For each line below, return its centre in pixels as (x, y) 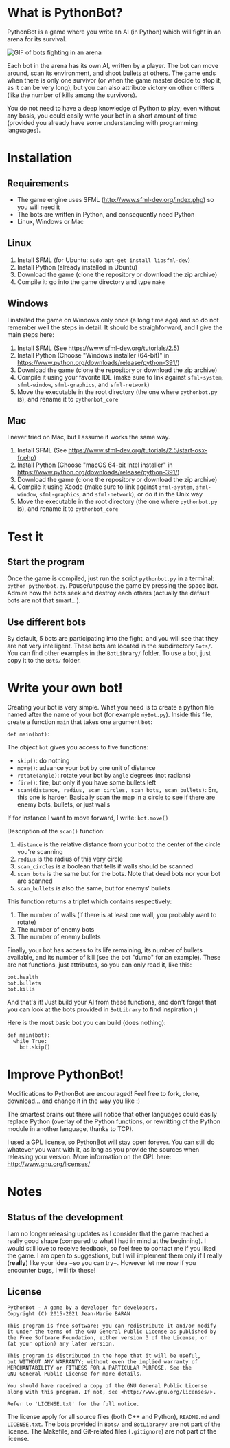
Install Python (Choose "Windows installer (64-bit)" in (93, 355)
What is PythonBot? (65, 13)
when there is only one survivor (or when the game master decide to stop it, (114, 80)
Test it (25, 537)
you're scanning (40, 852)
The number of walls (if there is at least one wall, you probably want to (117, 915)
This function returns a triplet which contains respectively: (90, 901)
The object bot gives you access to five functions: (78, 747)
